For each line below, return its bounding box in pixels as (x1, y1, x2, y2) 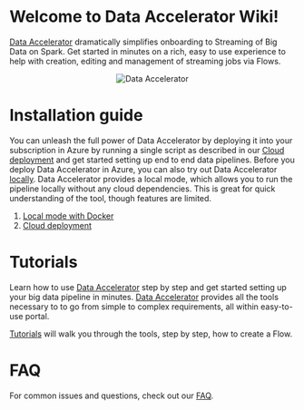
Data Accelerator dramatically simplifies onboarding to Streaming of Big (9, 36, 278, 47)
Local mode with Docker (22, 210, 114, 221)
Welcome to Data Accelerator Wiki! (9, 6, 279, 27)
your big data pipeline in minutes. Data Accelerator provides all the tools (9, 291, 279, 302)
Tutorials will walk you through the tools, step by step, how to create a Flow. (9, 328, 293, 339)
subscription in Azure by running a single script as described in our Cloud (9, 144, 285, 155)
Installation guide (9, 105, 143, 126)
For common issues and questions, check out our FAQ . (9, 390, 214, 401)
